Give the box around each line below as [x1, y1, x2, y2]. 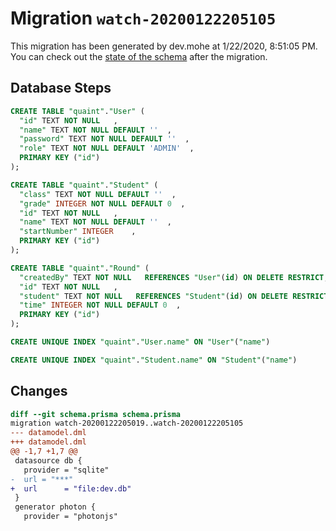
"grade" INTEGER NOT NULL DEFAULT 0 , [19, 198, 186, 209]
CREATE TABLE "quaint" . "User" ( [10, 106, 145, 116]
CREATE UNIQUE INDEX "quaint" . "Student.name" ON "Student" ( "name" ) [10, 355, 298, 365]
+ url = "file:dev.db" [10, 483, 132, 494]
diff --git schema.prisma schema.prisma [10, 409, 182, 419]
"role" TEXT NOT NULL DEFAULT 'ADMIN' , [19, 143, 195, 154]
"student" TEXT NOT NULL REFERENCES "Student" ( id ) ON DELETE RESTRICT [19, 291, 329, 301]
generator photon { [14, 502, 97, 512]
